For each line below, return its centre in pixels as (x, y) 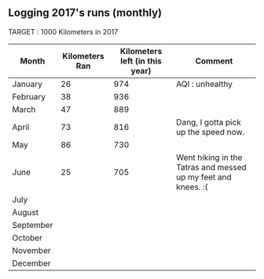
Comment (214, 60)
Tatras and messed (212, 167)
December (31, 263)
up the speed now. (211, 132)
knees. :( (192, 187)
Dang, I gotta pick (209, 122)
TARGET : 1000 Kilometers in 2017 (63, 31)
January (27, 84)
